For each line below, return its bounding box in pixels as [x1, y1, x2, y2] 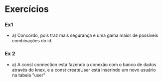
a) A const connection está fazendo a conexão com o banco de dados [11, 61, 157, 68]
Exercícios [4, 3, 49, 15]
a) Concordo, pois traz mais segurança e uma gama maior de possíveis [11, 32, 159, 38]
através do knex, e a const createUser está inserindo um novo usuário [11, 67, 157, 73]
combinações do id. [11, 38, 53, 44]
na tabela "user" [11, 72, 46, 78]
